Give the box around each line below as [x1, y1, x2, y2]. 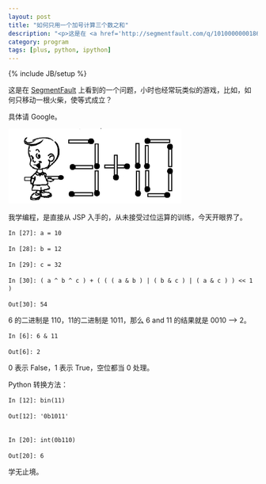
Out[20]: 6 [8, 452, 44, 460]
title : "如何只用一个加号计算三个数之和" [8, 21, 129, 29]
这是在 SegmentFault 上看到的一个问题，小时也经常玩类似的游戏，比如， [8, 86, 245, 95]
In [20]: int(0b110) [8, 436, 77, 444]
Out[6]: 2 [8, 349, 41, 356]
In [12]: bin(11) [8, 397, 66, 405]
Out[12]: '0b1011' [8, 413, 69, 421]
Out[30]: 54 [8, 301, 47, 309]
